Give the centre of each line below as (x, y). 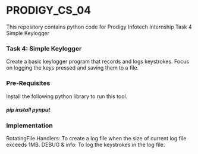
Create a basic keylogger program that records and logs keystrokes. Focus (98, 62)
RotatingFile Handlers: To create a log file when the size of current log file (96, 138)
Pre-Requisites (28, 83)
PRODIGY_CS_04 (49, 10)
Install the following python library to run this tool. (67, 96)
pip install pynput (28, 110)
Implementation (30, 125)
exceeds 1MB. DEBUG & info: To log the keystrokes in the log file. (86, 144)
